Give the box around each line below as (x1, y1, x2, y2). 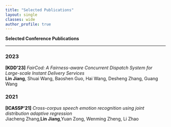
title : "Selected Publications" (5, 7, 74, 13)
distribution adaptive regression (5, 110, 72, 116)
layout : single (5, 12, 38, 17)
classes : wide (5, 17, 36, 22)
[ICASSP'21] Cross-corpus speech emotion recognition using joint (5, 105, 145, 111)
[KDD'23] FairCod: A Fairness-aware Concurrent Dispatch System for (5, 65, 153, 71)
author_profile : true (5, 21, 51, 27)
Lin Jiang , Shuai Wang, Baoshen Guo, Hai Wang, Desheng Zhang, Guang (5, 75, 158, 81)
